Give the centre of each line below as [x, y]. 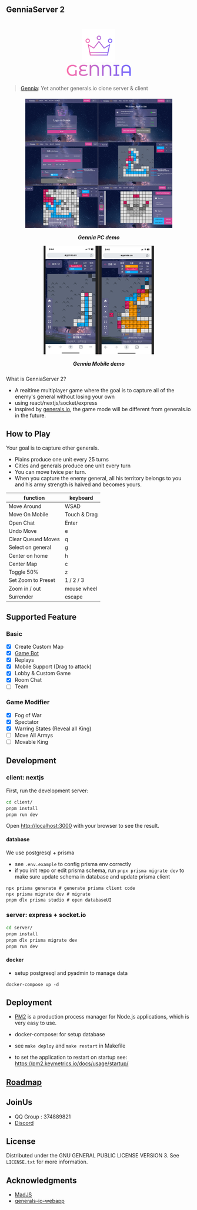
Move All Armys [34, 735]
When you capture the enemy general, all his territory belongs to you [98, 479]
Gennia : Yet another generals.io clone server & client [84, 89]
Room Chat [28, 680]
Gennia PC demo [99, 238]
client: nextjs [25, 778]
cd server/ [19, 928]
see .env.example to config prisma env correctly [73, 864]
